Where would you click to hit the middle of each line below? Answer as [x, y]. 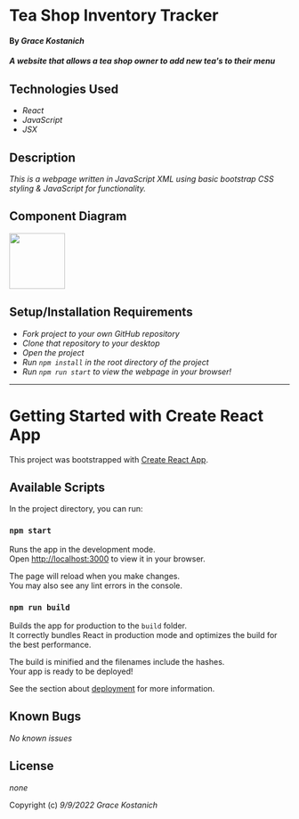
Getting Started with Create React [137, 416]
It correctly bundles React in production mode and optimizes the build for [143, 635]
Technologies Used [64, 89]
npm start [30, 531]
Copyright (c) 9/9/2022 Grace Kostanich [84, 805]
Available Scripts [57, 487]
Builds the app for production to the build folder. [98, 626]
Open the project [53, 352]
